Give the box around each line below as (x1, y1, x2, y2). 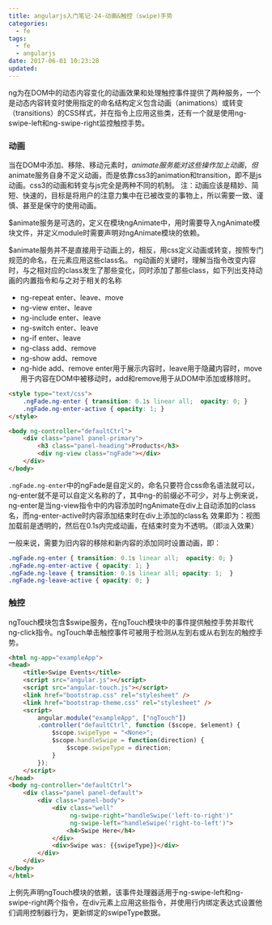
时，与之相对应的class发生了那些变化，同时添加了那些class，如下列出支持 (8, 265, 257, 275)
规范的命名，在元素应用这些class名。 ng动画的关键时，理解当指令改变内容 (8, 256, 257, 265)
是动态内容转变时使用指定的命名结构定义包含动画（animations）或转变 (8, 98, 244, 108)
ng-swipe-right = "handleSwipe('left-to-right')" (70, 811, 233, 820)
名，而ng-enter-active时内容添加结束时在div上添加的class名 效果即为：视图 (8, 511, 261, 520)
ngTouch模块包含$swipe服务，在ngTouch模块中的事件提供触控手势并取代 (8, 617, 254, 627)
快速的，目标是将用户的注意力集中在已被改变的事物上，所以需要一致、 (22, 191, 257, 201)
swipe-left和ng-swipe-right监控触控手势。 (8, 118, 150, 128)
